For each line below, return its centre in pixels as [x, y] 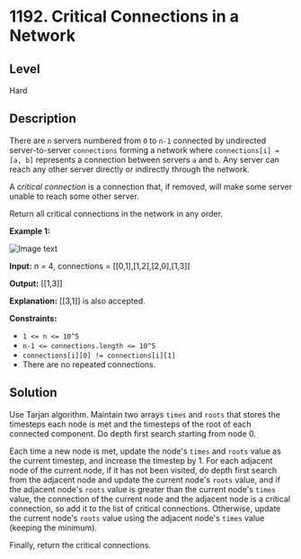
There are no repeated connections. [89, 364]
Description [43, 119]
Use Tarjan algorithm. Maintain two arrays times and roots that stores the [145, 414]
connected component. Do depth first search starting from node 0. [133, 433]
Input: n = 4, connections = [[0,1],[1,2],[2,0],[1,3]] [100, 266]
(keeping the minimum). [53, 527]
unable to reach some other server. [74, 196]
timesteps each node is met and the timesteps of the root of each [130, 424]
